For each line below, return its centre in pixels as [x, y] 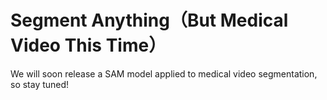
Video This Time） [88, 45]
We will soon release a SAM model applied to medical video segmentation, [164, 73]
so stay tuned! [40, 84]
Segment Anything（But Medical [149, 20]
